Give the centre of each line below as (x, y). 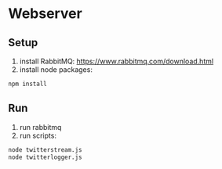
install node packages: (56, 70)
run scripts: (38, 135)
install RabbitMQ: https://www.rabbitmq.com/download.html (116, 61)
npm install (27, 84)
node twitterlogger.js (45, 157)
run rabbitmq (40, 127)
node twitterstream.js (45, 149)
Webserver (45, 14)
